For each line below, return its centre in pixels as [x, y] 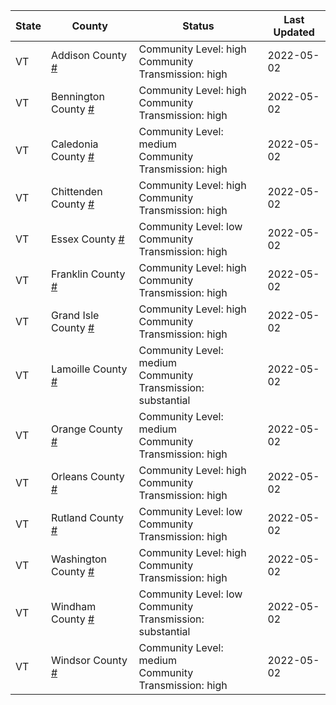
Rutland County [87, 517]
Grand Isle [75, 315]
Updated [294, 32]
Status [198, 26]
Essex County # [87, 239]
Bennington [77, 96]
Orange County [86, 429]
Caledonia [74, 144]
